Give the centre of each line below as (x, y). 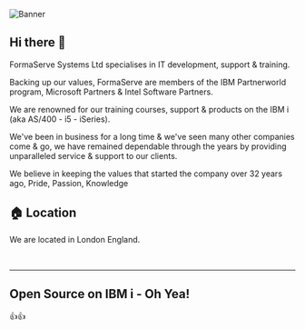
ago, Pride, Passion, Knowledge (69, 183)
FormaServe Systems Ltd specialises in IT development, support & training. (150, 65)
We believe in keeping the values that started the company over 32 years (146, 174)
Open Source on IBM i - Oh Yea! (100, 294)
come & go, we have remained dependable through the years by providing (148, 146)
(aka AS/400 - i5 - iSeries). (60, 119)
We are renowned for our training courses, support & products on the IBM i (149, 109)
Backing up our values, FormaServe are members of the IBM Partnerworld (148, 82)
